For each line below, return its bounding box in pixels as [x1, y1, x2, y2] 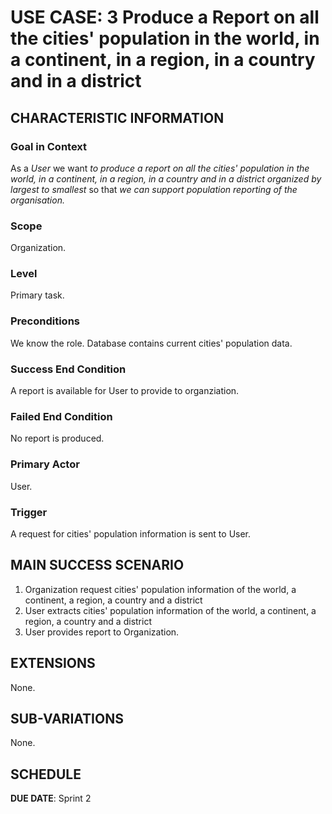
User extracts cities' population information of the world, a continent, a [24, 604, 317, 616]
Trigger [10, 505, 48, 519]
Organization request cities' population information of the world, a [24, 583, 297, 595]
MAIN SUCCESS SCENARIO [10, 557, 185, 574]
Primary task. [10, 289, 65, 301]
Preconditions [10, 314, 81, 328]
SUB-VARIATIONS [10, 710, 124, 727]
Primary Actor [10, 457, 80, 471]
